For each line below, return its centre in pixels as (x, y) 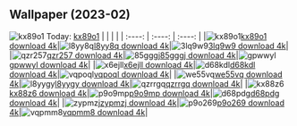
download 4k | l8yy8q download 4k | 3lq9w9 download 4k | (149, 46)
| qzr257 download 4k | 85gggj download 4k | (124, 55)
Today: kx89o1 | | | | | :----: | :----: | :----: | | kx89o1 (157, 36)
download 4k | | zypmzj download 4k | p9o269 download (147, 103)
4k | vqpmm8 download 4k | (79, 112)
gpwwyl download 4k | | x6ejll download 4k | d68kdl (132, 64)
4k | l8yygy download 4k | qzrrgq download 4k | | (129, 83)
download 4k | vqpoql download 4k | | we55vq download (146, 74)
